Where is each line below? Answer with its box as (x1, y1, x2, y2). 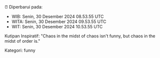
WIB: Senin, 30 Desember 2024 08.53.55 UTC (11, 14, 104, 19)
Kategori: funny (4, 47, 36, 53)
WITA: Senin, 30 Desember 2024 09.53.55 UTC (11, 19, 107, 24)
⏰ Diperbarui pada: (4, 4, 43, 10)
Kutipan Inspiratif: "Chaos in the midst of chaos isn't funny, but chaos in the (4, 33, 156, 39)
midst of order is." (4, 38, 41, 44)
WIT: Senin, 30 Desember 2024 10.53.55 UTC (11, 24, 103, 29)
